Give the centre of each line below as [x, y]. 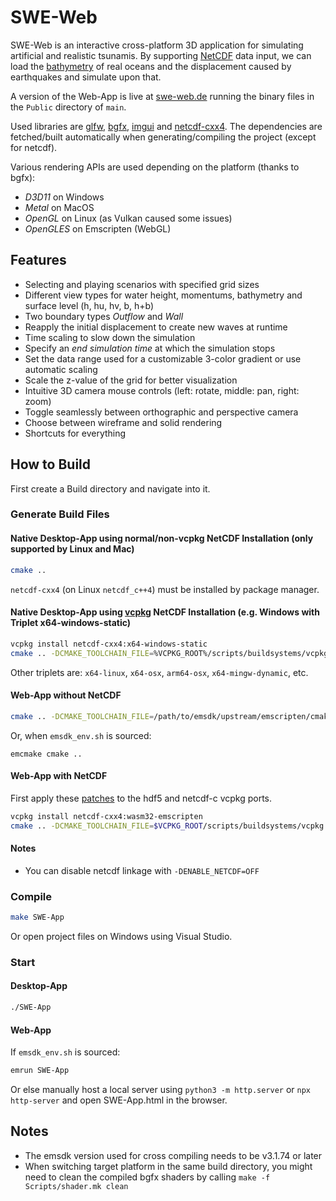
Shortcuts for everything [75, 433]
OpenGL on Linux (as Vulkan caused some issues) [128, 218]
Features [38, 260]
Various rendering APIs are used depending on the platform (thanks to [155, 167]
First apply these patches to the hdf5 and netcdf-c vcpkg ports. [141, 798]
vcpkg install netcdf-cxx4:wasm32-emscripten [106, 816]
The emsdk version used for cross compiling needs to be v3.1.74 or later [173, 1155]
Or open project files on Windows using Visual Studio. [121, 936]
